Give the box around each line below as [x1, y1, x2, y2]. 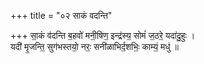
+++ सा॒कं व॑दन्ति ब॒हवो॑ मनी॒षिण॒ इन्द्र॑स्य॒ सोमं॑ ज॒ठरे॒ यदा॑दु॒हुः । [10, 30, 196, 41]
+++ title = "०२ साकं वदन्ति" [10, 10, 113, 21]
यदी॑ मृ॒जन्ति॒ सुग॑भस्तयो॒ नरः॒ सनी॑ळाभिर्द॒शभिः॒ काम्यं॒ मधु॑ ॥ [10, 41, 179, 52]
